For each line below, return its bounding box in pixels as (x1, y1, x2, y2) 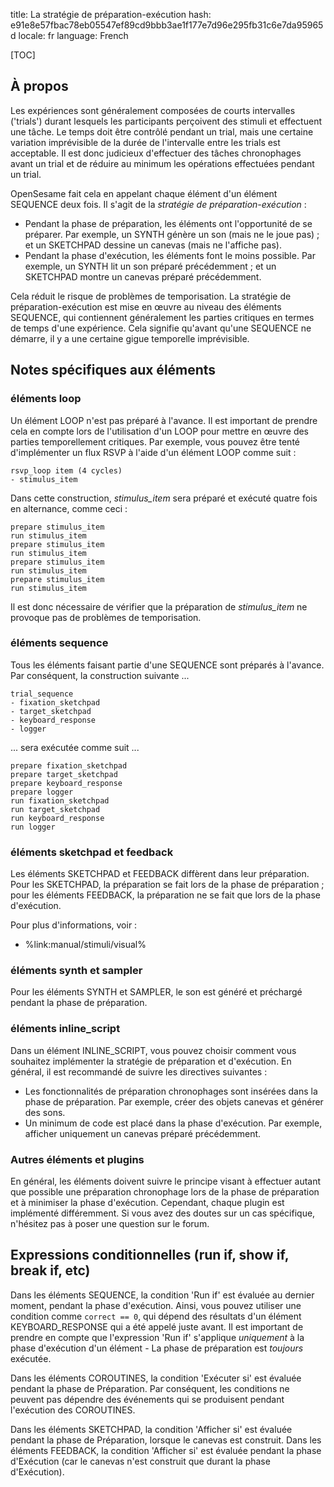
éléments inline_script (10, 1022, 121, 1036)
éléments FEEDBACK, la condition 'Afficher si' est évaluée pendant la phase (10, 1444, 322, 1456)
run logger (10, 822, 56, 832)
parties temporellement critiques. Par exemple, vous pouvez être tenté (10, 435, 300, 448)
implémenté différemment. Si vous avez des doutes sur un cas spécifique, (10, 1207, 316, 1219)
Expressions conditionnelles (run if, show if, (10, 1247, 290, 1264)
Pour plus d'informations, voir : (10, 919, 138, 931)
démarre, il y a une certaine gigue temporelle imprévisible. (10, 332, 250, 344)
